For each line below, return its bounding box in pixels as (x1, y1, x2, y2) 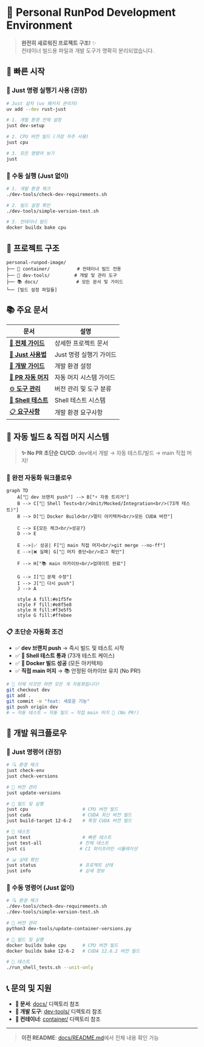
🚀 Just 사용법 (9, 350, 47, 358)
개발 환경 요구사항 (54, 408, 103, 417)
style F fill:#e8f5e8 (17, 602, 72, 608)
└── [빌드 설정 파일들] (6, 287, 58, 293)
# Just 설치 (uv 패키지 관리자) (6, 100, 78, 106)
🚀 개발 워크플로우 (6, 728, 67, 738)
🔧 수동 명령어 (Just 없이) (6, 883, 75, 892)
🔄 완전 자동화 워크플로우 (6, 473, 72, 482)
